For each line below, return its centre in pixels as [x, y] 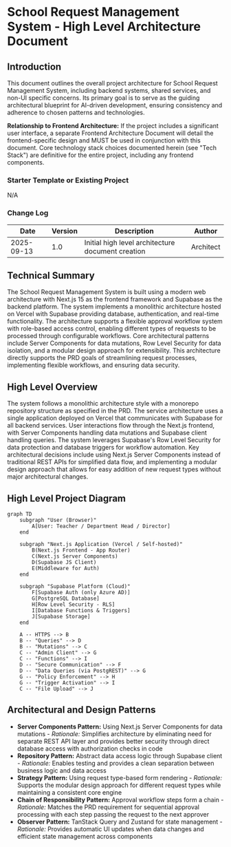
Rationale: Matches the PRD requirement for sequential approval [108, 807]
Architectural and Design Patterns [81, 710]
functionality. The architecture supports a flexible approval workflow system [115, 322]
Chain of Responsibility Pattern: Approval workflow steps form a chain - [120, 799]
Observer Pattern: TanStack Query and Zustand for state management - [120, 822]
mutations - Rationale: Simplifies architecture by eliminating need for [114, 733]
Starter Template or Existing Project [68, 180]
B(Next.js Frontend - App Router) [81, 551]
